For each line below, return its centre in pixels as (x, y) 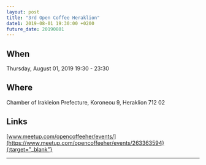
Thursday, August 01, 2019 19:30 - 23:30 (58, 68)
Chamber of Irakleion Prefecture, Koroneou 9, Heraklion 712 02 (86, 102)
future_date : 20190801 (35, 29)
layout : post (23, 12)
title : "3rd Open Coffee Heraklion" (53, 18)
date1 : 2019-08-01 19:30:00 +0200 (51, 23)
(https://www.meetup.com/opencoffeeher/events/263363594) (85, 143)
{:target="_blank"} (29, 149)
